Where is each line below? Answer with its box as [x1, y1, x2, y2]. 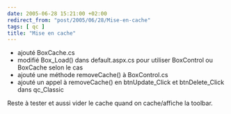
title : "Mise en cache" [7, 29, 77, 37]
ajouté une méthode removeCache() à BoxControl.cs [17, 71, 168, 79]
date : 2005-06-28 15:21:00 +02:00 [7, 10, 108, 17]
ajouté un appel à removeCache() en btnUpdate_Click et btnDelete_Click [17, 78, 225, 87]
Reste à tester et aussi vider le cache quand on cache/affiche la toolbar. [7, 99, 214, 108]
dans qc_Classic [17, 85, 64, 94]
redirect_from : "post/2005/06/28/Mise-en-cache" [7, 17, 151, 24]
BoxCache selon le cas [17, 63, 83, 72]
